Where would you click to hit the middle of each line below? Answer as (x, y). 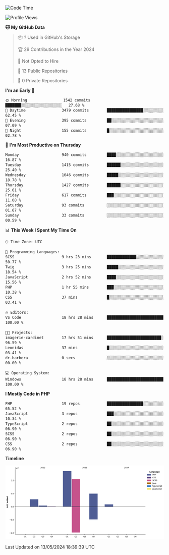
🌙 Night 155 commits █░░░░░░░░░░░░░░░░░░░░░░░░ (84, 131)
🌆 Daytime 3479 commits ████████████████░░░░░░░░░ (84, 110)
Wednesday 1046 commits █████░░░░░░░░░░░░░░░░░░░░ (84, 175)
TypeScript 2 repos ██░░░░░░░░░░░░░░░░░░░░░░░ (84, 424)
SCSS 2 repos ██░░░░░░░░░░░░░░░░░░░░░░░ (84, 434)
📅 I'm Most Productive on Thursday (43, 145)
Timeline (15, 458)
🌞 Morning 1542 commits (48, 100)
